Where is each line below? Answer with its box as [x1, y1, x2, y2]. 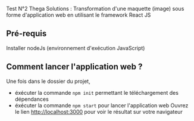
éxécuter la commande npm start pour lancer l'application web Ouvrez [14, 101, 189, 109]
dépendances [14, 95, 49, 103]
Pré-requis [6, 29, 47, 39]
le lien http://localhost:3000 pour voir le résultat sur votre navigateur [14, 108, 183, 115]
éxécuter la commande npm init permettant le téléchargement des [14, 89, 179, 96]
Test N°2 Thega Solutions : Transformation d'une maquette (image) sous [6, 5, 184, 12]
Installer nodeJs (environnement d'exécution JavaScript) [6, 44, 145, 51]
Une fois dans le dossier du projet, [6, 77, 90, 85]
